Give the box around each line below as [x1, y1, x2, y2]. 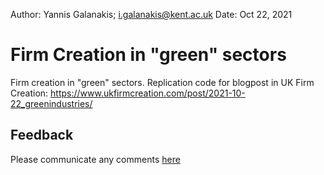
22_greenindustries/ [10, 97, 93, 109]
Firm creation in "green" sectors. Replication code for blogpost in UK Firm [10, 76, 315, 88]
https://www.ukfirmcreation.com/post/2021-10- [50, 87, 246, 99]
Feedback [10, 127, 74, 144]
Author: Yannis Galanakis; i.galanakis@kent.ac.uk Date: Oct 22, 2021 [10, 9, 293, 20]
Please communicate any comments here [10, 153, 181, 165]
